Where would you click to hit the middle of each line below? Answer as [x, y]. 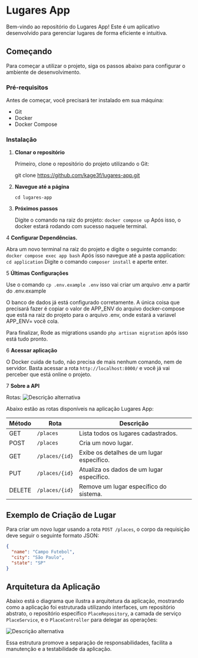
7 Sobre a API [23, 386]
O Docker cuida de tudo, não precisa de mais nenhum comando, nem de [94, 362]
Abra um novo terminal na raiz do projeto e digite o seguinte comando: [92, 249]
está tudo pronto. [27, 339]
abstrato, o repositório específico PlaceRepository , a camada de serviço [94, 614]
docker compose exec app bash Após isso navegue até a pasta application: [96, 255]
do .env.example [26, 291]
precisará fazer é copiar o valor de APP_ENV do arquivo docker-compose [95, 309]
